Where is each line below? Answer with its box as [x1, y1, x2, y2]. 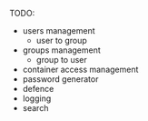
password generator [22, 74, 99, 85]
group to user [35, 55, 88, 65]
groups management [22, 45, 102, 55]
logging [22, 93, 52, 104]
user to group [35, 35, 88, 45]
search [22, 103, 49, 113]
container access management [22, 64, 139, 75]
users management [22, 25, 95, 35]
